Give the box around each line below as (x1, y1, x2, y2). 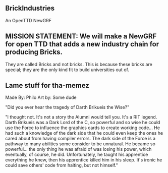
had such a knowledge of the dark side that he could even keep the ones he (5, 130, 163, 136)
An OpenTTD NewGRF (5, 17, 52, 23)
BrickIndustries (5, 4, 55, 13)
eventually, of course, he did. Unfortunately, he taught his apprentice (5, 151, 148, 158)
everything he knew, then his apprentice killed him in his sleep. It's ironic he (5, 157, 162, 163)
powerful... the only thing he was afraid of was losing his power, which (5, 146, 152, 152)
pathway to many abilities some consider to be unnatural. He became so (5, 141, 155, 147)
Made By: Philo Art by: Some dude (5, 94, 77, 100)
